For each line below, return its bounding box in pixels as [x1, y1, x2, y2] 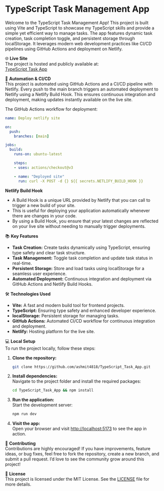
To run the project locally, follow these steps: [5, 345, 95, 351]
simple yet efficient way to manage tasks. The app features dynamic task [5, 30, 153, 36]
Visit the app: [12, 421, 41, 427]
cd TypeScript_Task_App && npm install [12, 388, 94, 393]
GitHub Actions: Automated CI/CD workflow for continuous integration [12, 318, 155, 324]
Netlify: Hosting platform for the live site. [12, 328, 95, 334]
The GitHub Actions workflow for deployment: [5, 106, 98, 112]
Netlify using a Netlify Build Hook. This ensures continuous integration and [5, 91, 156, 97]
